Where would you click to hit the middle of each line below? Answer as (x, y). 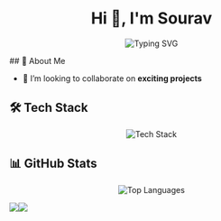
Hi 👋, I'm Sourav (152, 18)
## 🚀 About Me (37, 60)
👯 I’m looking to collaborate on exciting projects (112, 78)
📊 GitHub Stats (53, 164)
